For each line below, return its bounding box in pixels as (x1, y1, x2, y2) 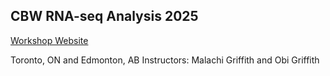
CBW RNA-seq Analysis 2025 (10, 8, 199, 25)
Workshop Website (10, 34, 89, 46)
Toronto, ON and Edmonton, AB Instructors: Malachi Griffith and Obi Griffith (10, 54, 320, 66)
